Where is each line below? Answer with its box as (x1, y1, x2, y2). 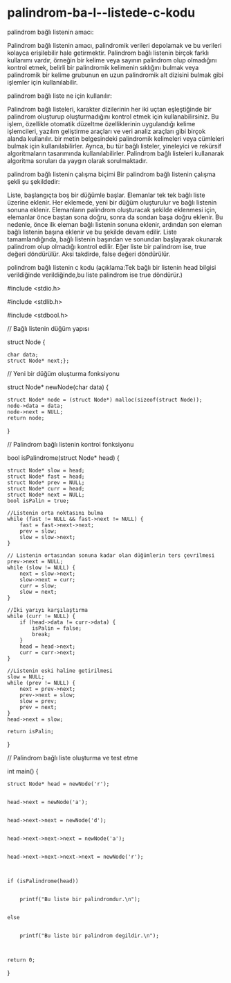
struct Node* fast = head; (7, 473, 85, 480)
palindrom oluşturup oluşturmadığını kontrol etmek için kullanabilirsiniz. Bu (7, 112, 219, 121)
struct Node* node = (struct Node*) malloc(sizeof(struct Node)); (7, 396, 203, 403)
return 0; (7, 956, 36, 964)
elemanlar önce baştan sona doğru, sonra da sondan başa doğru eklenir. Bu (7, 213, 223, 221)
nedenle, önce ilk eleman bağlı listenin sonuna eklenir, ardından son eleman (7, 220, 223, 228)
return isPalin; (7, 728, 54, 735)
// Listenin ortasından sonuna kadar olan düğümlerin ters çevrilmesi (7, 552, 215, 559)
